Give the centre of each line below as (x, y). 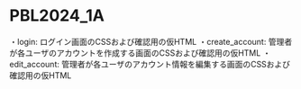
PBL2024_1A (57, 16)
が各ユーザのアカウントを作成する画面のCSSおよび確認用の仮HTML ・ (140, 53)
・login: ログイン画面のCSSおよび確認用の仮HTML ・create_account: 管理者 (151, 41)
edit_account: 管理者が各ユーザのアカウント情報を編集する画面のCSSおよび (150, 64)
